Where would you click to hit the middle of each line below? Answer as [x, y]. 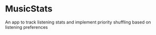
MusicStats [29, 9]
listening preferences [26, 27]
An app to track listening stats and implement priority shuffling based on [78, 22]
